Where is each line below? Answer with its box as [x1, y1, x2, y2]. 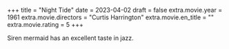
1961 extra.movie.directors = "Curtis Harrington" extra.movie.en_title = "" [7, 13, 215, 21]
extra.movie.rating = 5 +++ [7, 21, 84, 28]
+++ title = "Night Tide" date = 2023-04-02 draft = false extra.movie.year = [7, 6, 223, 14]
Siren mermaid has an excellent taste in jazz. [7, 34, 135, 42]
